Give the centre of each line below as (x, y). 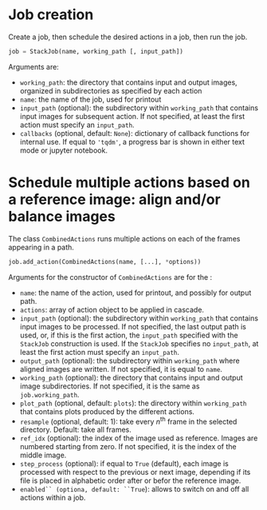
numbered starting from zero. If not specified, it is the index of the (128, 447)
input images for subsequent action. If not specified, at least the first (132, 116)
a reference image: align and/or (114, 199)
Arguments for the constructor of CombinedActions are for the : (110, 277)
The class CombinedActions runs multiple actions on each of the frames (124, 238)
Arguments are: (34, 66)
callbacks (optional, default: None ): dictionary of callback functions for (135, 133)
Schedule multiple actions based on (130, 182)
